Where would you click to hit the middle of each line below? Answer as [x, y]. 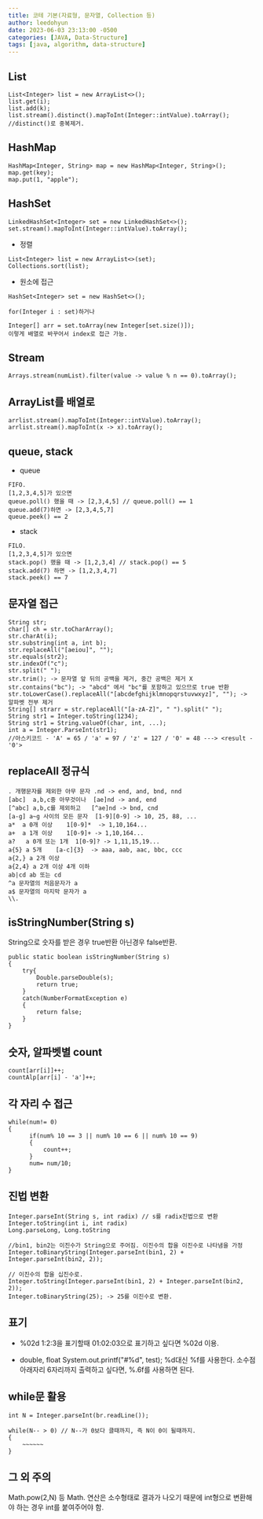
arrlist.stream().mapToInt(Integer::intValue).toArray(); [105, 421]
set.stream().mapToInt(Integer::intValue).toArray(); [98, 229]
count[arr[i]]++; [37, 1071]
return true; [58, 985]
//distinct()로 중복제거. [46, 123]
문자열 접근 [33, 603]
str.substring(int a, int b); [58, 643]
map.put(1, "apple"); [44, 179]
